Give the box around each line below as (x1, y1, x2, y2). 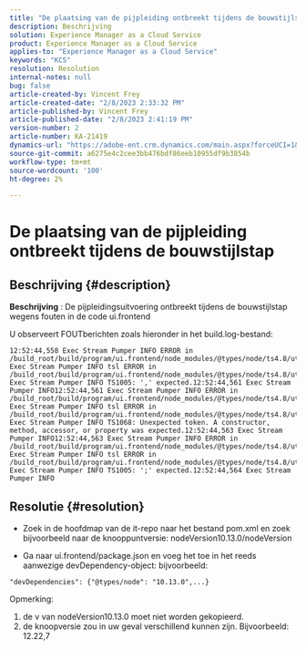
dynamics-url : (9, 140, 64, 150)
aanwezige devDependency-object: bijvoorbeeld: (22, 560, 209, 571)
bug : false (9, 81, 51, 90)
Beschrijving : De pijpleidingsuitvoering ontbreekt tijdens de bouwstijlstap (9, 302, 289, 313)
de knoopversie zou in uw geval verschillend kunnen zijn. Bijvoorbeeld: (22, 621, 290, 632)
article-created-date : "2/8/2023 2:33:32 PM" (9, 98, 185, 108)
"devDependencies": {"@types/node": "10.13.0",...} (9, 578, 209, 587)
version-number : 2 (9, 124, 79, 133)
